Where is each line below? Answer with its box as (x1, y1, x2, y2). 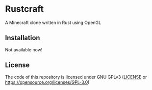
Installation (5, 34, 40, 42)
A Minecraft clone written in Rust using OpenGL (5, 20, 101, 25)
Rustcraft (5, 3, 44, 15)
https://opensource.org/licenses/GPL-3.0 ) (5, 79, 90, 85)
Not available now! (5, 46, 43, 52)
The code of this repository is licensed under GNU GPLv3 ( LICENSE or (5, 74, 147, 80)
